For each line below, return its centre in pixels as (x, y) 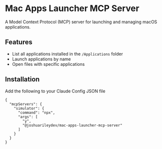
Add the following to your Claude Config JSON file (55, 91)
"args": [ (28, 117)
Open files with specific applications (48, 64)
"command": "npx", (36, 112)
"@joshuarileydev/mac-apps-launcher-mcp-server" (73, 125)
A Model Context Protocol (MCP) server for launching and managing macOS (81, 22)
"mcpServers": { (26, 104)
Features (19, 42)
